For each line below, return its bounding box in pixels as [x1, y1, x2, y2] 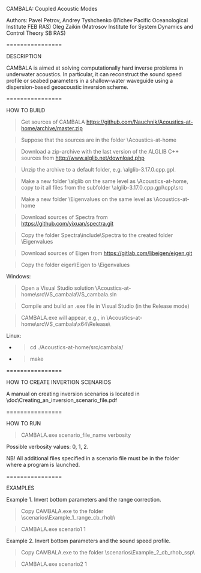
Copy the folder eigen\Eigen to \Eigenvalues [20, 261, 130, 268]
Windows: [6, 273, 31, 280]
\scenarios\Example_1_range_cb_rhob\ [20, 514, 116, 521]
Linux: [6, 332, 22, 339]
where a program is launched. [6, 461, 80, 468]
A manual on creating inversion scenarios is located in [6, 390, 140, 397]
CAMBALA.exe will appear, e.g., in [20, 314, 106, 321]
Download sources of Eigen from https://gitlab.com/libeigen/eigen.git [20, 250, 193, 257]
